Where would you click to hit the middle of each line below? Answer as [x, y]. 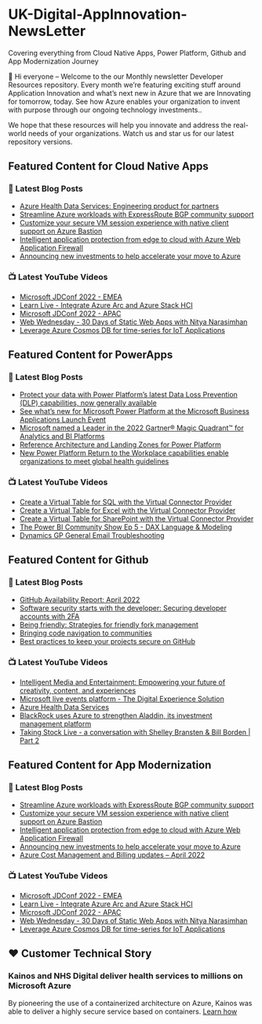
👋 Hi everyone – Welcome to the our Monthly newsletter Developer [116, 76]
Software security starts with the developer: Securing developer [123, 608]
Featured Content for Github [78, 560]
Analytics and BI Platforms [62, 436]
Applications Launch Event [62, 419]
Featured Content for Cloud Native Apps [109, 166]
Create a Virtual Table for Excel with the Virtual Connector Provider [127, 510]
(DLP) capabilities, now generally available [88, 403]
